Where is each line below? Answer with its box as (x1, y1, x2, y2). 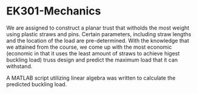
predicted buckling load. (6, 80, 67, 88)
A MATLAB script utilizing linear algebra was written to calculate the (6, 74, 176, 81)
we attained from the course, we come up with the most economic (6, 43, 172, 51)
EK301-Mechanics (6, 4, 101, 18)
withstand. (6, 62, 33, 70)
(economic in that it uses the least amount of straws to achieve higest (6, 49, 180, 57)
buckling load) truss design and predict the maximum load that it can (6, 56, 178, 63)
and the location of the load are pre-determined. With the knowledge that (6, 37, 189, 44)
